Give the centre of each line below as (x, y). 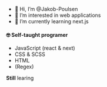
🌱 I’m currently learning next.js (52, 21)
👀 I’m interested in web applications (58, 15)
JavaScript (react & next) (45, 48)
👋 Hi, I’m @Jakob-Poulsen (46, 9)
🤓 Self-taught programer (37, 34)
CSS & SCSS (30, 54)
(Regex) (24, 67)
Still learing (20, 78)
